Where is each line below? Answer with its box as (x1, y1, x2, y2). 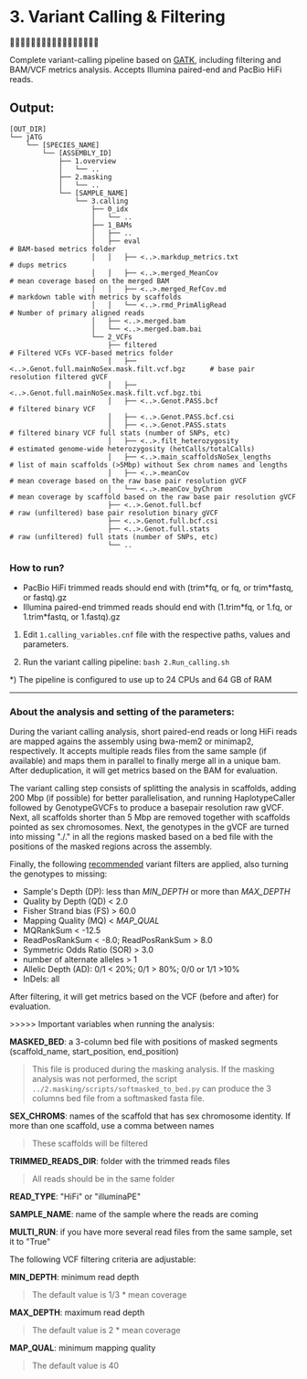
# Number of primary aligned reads (9, 308, 145, 317)
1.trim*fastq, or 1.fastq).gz (22, 611, 121, 622)
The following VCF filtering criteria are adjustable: (9, 1254, 196, 1265)
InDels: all (22, 973, 60, 984)
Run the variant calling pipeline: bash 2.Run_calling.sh (22, 656, 230, 668)
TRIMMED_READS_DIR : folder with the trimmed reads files (9, 1156, 230, 1167)
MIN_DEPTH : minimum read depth (9, 1272, 140, 1283)
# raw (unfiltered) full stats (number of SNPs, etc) (9, 532, 219, 541)
